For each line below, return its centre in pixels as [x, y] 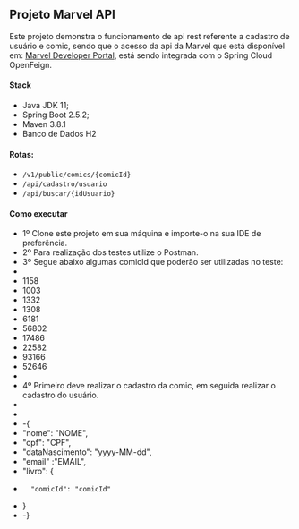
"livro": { [38, 471]
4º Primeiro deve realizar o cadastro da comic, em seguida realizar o [149, 386]
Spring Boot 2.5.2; [56, 115]
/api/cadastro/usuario [64, 184]
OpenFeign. [30, 64]
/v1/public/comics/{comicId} [77, 175]
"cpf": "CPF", [47, 443]
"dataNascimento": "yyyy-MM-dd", [87, 452]
